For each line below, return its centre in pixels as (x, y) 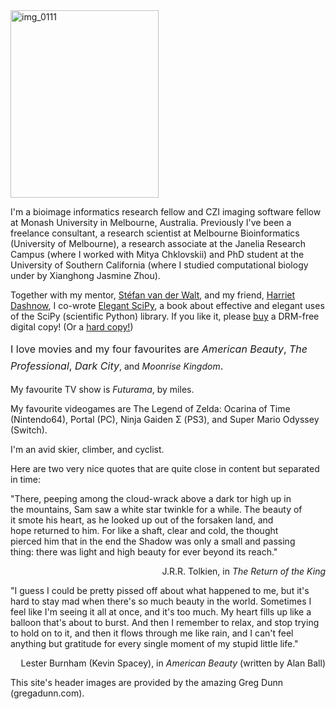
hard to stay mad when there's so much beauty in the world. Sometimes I (161, 601)
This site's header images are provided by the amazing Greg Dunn (147, 682)
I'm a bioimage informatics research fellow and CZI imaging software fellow (166, 212)
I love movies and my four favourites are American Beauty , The (159, 349)
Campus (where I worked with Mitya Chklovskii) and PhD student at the (157, 254)
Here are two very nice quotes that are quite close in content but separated (165, 468)
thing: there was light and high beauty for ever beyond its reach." (144, 551)
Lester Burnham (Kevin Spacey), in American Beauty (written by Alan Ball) (173, 663)
